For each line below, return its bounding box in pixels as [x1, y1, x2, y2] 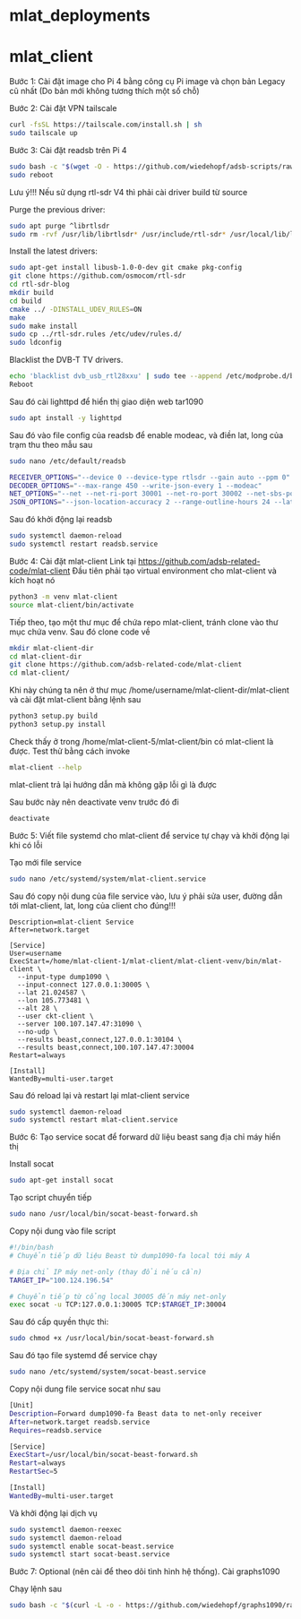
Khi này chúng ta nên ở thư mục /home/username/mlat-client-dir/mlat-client [9, 685, 289, 695]
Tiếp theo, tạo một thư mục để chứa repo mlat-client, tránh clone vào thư [9, 616, 279, 627]
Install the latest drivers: [9, 245, 99, 256]
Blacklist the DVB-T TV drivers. [9, 355, 124, 366]
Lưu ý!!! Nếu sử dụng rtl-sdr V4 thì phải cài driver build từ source [9, 186, 248, 197]
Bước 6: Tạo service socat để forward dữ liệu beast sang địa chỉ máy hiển [9, 1132, 280, 1142]
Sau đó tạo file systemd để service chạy [9, 1350, 158, 1361]
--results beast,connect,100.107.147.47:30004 [17, 1043, 194, 1052]
